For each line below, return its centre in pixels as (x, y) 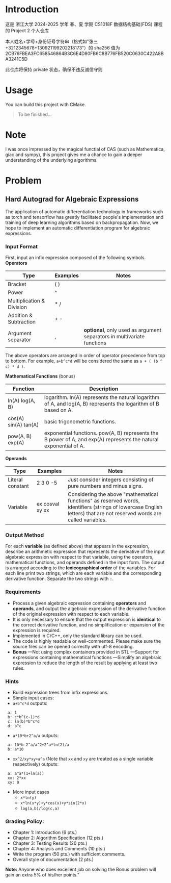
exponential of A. (64, 446)
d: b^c (15, 726)
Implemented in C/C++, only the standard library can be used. (78, 636)
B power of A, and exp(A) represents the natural (101, 440)
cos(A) (16, 418)
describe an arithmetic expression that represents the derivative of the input (85, 551)
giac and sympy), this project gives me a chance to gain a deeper (74, 155)
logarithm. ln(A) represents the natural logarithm (102, 397)
